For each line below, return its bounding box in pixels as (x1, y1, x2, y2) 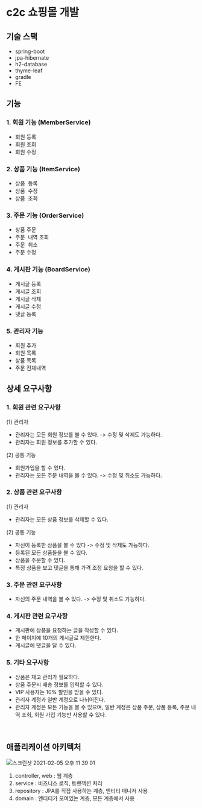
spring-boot (14, 48, 45, 55)
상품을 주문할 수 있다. (14, 556, 65, 564)
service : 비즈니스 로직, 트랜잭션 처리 (14, 779, 103, 787)
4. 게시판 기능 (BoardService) (6, 265, 90, 274)
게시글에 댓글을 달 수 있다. (14, 642, 77, 649)
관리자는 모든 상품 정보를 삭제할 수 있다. (14, 516, 109, 523)
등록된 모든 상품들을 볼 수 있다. (14, 549, 87, 556)
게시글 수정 (14, 303, 42, 310)
